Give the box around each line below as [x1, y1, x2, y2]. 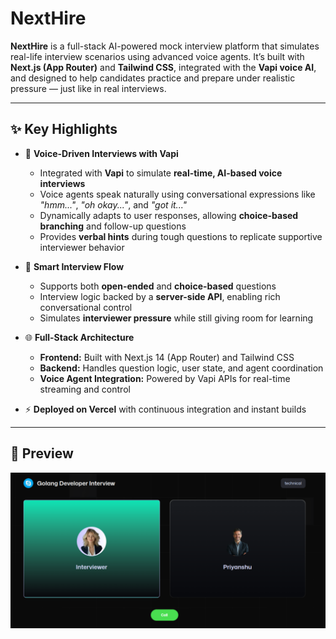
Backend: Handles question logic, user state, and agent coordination [39, 362, 324, 374]
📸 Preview [10, 445, 74, 462]
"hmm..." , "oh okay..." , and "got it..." [39, 198, 188, 211]
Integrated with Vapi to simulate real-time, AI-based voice [39, 167, 283, 179]
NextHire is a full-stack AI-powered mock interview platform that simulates [10, 40, 320, 52]
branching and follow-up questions [39, 220, 187, 232]
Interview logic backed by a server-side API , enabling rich [39, 290, 281, 302]
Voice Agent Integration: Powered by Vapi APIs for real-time [39, 372, 291, 384]
